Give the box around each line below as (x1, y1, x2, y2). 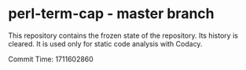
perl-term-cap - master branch (8, 5, 215, 23)
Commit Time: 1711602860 (8, 54, 94, 64)
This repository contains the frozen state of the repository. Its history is (8, 31, 238, 40)
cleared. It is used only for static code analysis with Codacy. (8, 39, 203, 48)
